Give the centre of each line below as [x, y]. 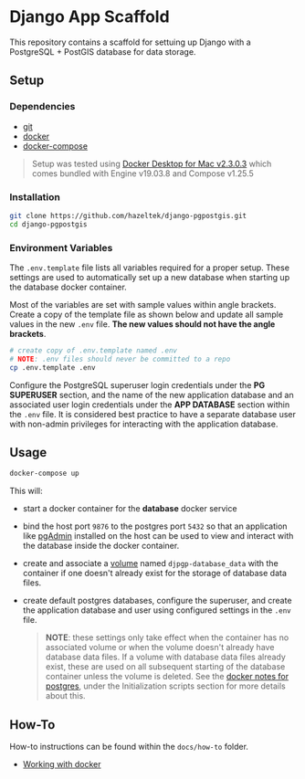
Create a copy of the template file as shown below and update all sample [147, 314]
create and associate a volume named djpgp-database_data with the [150, 563]
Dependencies [42, 107]
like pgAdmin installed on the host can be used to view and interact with [158, 536]
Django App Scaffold [90, 17]
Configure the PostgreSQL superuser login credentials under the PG [137, 384]
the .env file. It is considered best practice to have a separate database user [153, 414]
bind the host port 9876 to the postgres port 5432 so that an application [155, 526]
